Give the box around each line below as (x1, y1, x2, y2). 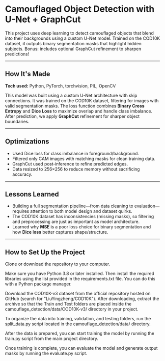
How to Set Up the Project (5, 248, 85, 256)
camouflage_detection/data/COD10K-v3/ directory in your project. (5, 306, 138, 312)
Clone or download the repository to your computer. (5, 261, 110, 267)
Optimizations (5, 138, 49, 146)
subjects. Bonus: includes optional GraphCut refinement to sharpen (5, 46, 141, 52)
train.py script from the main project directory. (5, 335, 99, 342)
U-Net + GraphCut (5, 14, 81, 25)
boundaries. (5, 118, 29, 124)
